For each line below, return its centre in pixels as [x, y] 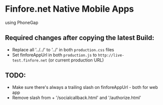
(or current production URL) [76, 60]
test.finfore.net [30, 60]
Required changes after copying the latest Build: [80, 38]
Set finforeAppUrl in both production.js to [54, 55]
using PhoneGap [22, 22]
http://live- [111, 55]
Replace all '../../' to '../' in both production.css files [63, 49]
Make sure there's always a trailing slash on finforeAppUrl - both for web [85, 87]
